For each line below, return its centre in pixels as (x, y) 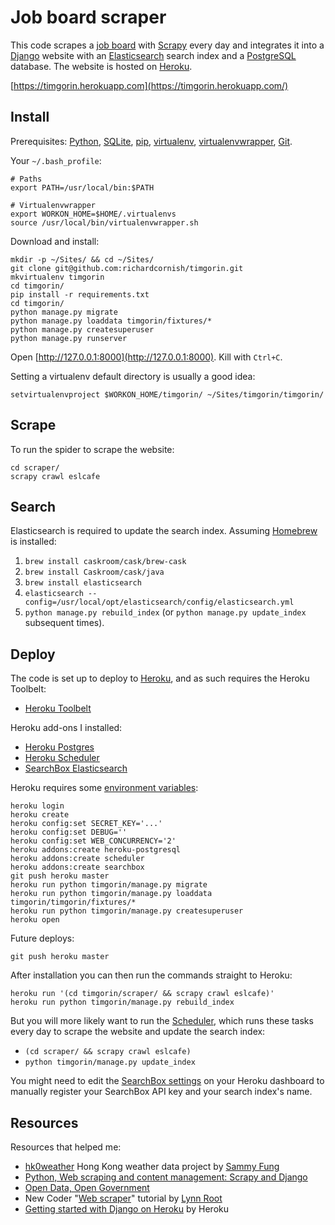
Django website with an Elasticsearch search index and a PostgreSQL (153, 55)
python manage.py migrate (64, 312)
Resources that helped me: (66, 1147)
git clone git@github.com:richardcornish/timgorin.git (127, 268)
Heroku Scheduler (62, 758)
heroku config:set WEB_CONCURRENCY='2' (93, 841)
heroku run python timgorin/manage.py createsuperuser (127, 911)
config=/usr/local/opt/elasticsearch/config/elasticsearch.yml (159, 602)
